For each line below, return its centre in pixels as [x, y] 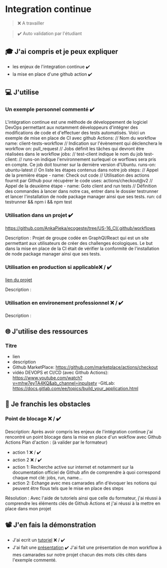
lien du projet [19, 280]
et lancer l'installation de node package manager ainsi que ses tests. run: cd [83, 197]
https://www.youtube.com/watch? [47, 378]
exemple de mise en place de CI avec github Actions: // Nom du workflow [81, 138]
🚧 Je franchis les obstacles [48, 404]
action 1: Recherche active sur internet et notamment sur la [73, 467]
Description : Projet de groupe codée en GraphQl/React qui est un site [77, 238]
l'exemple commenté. [34, 560]
